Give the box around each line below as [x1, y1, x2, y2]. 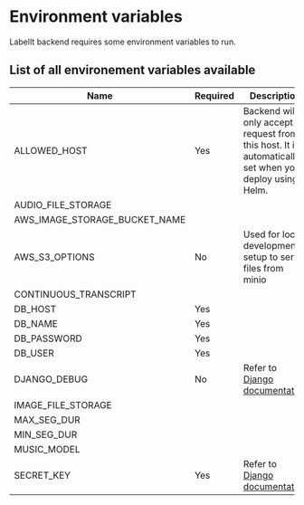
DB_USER [14, 347, 54, 359]
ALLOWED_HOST [14, 144, 88, 157]
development [242, 239, 299, 252]
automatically [242, 149, 300, 162]
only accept [242, 116, 294, 129]
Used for [242, 228, 280, 241]
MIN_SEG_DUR [14, 428, 78, 441]
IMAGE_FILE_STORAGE [14, 398, 112, 411]
